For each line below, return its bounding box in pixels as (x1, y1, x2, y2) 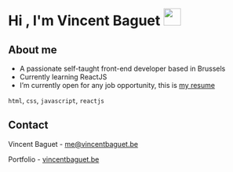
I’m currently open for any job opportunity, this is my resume (19, 81, 216, 90)
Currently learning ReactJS (19, 72, 107, 82)
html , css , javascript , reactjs (8, 96, 104, 105)
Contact (8, 119, 49, 132)
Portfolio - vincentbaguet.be (8, 154, 100, 164)
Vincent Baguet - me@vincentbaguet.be (8, 139, 139, 148)
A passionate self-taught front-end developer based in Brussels (19, 64, 226, 73)
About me (8, 43, 57, 57)
